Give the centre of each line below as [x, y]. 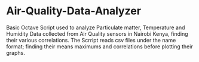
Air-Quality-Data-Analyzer [74, 11]
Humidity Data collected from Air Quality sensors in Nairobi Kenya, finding [97, 33]
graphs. [16, 52]
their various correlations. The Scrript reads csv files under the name [91, 40]
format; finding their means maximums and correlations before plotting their [99, 46]
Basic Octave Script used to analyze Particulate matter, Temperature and [96, 27]
